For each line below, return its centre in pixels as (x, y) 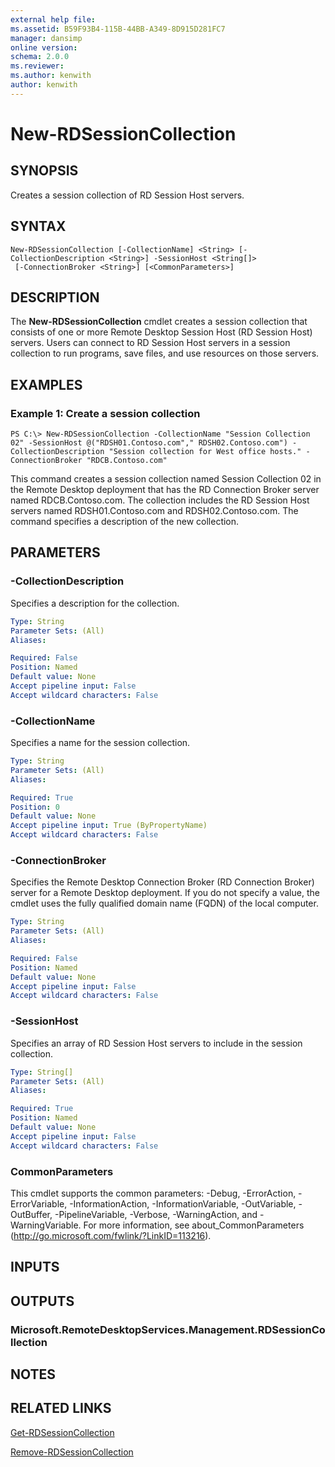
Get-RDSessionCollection (62, 1432)
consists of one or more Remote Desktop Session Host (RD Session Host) (161, 332)
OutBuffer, (31, 1214)
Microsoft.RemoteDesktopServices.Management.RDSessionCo (168, 1329)
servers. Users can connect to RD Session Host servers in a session (150, 343)
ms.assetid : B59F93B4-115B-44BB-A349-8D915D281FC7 (118, 29)
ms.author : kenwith (51, 76)
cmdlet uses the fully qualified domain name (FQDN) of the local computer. (164, 903)
